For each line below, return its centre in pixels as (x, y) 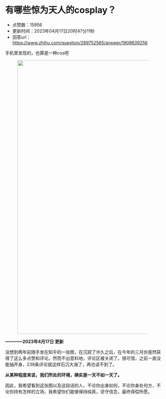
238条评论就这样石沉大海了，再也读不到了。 (72, 364)
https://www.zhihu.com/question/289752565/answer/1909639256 (80, 43)
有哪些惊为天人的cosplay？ (61, 10)
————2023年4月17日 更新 (35, 341)
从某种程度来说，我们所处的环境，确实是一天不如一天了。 (63, 375)
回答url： (21, 37)
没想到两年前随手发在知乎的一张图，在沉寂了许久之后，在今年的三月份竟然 (81, 352)
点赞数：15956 (27, 25)
